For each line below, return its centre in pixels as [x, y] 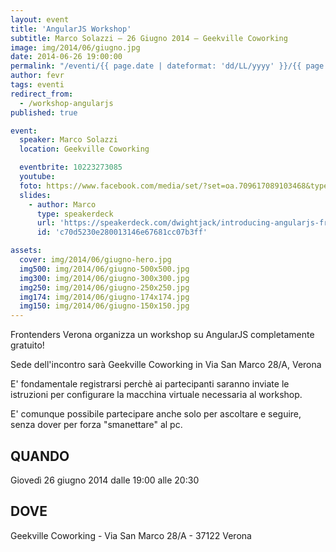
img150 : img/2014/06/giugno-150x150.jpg [104, 306]
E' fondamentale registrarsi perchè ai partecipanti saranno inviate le [150, 384]
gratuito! [27, 345]
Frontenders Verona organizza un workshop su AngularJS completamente [162, 335]
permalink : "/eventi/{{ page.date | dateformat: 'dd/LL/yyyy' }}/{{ [156, 66]
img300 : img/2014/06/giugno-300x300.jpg [104, 278]
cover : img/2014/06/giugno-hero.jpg [95, 260]
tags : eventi [37, 85]
